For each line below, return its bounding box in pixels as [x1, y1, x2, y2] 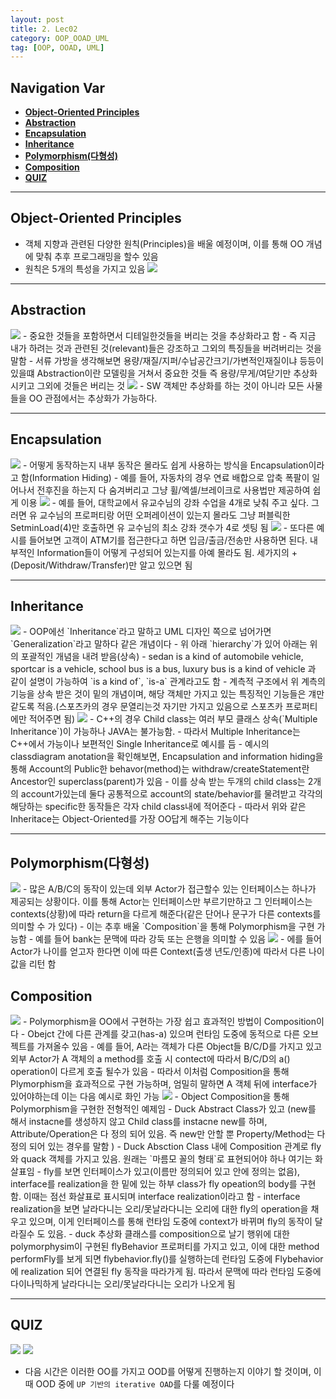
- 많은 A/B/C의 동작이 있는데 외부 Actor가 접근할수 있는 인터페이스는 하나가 [22, 883, 317, 895]
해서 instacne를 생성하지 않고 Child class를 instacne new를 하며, [10, 1115, 268, 1127]
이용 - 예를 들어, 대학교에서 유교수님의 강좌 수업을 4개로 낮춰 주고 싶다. [20, 496, 310, 508]
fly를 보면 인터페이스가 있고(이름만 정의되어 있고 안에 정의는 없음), [43, 1165, 300, 1177]
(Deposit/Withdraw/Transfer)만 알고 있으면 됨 [10, 559, 193, 571]
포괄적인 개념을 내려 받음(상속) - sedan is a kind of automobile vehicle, [20, 651, 304, 663]
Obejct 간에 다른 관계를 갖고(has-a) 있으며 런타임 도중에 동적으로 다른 [27, 1027, 301, 1040]
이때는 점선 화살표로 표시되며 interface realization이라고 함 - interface [23, 1190, 301, 1202]
